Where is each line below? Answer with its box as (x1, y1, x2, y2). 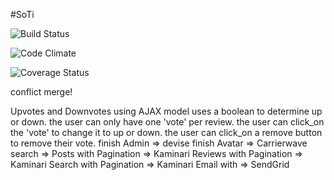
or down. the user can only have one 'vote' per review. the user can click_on (10, 116, 325, 128)
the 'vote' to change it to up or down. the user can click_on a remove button (10, 127, 323, 138)
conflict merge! (10, 86, 73, 98)
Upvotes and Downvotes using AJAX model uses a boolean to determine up (10, 105, 323, 117)
